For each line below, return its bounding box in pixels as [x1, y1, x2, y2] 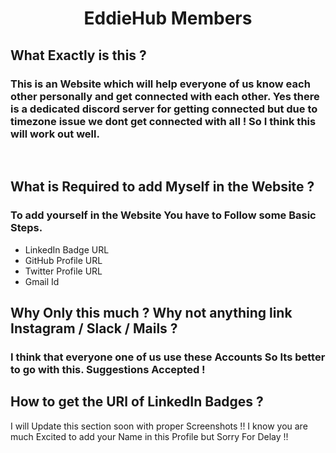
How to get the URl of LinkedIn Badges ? [10, 393, 264, 411]
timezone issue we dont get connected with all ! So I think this [10, 114, 317, 128]
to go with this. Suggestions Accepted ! [10, 362, 206, 376]
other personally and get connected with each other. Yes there [10, 89, 320, 103]
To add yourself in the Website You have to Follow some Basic [10, 208, 317, 222]
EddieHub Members [83, 7, 253, 30]
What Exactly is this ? [10, 47, 147, 64]
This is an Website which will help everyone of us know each [10, 77, 311, 91]
